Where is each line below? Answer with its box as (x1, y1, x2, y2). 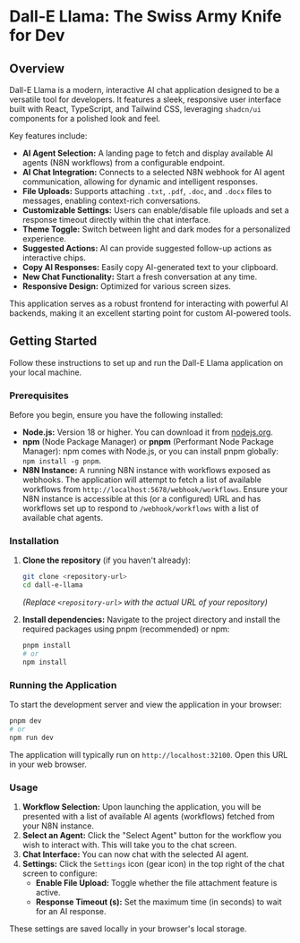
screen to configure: (21, 868, 98, 879)
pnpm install (21, 641, 72, 650)
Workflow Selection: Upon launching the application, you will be (21, 802, 261, 811)
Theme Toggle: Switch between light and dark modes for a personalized (21, 224, 291, 234)
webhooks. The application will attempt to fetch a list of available (21, 474, 262, 485)
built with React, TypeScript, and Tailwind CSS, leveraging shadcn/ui (9, 104, 261, 114)
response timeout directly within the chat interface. (21, 215, 211, 225)
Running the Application (9, 678, 117, 691)
